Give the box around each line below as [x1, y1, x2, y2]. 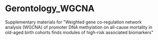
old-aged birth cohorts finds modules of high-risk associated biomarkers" [5, 29, 154, 35]
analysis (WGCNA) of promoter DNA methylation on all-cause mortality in [5, 24, 153, 30]
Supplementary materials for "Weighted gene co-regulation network [5, 19, 142, 25]
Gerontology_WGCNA [5, 3, 95, 14]
